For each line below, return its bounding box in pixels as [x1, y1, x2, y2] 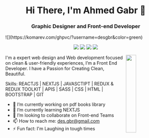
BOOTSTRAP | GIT [5, 92, 44, 98]
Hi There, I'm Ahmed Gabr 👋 [25, 5, 146, 16]
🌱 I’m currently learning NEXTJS [12, 107, 80, 113]
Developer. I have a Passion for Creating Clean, [5, 66, 105, 72]
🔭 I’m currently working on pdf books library [12, 101, 106, 107]
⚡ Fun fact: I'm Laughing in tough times [12, 126, 95, 132]
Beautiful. [5, 71, 26, 77]
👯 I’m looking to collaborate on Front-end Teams [12, 112, 114, 119]
